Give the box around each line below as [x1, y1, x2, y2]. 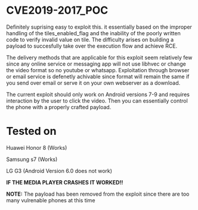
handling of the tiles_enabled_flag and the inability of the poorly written [6, 29, 181, 36]
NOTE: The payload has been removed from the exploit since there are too [6, 190, 190, 197]
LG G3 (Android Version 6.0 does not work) [6, 167, 112, 174]
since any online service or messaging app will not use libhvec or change [6, 60, 186, 67]
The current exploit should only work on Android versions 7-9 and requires [6, 91, 190, 98]
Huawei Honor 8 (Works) [6, 144, 67, 151]
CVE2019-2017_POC [6, 4, 109, 17]
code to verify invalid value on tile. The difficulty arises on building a [6, 36, 174, 43]
